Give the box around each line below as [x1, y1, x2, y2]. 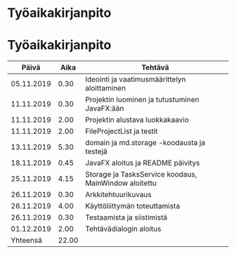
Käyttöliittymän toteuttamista [85, 201, 181, 211]
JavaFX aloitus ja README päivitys [85, 158, 200, 168]
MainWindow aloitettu [85, 178, 157, 188]
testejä [85, 146, 107, 156]
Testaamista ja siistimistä [85, 212, 167, 222]
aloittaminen [85, 83, 126, 93]
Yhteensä [11, 236, 42, 246]
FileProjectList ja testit [85, 127, 158, 136]
